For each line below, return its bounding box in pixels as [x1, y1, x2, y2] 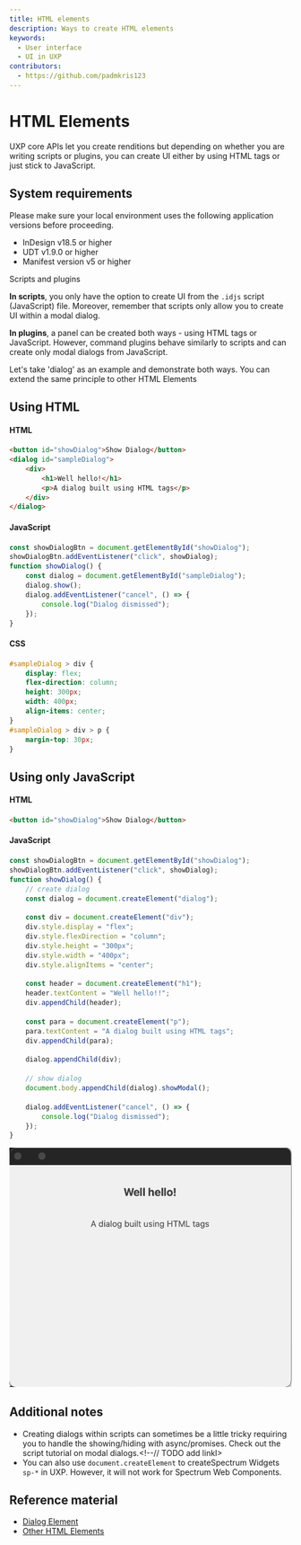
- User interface [17, 43, 82, 52]
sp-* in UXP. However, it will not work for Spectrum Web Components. [21, 1466, 282, 1478]
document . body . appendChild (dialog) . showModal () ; [25, 1084, 211, 1093]
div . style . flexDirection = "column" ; [25, 932, 167, 941]
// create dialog [25, 884, 90, 893]
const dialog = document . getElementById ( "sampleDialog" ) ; [25, 572, 246, 581]
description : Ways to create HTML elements [9, 23, 175, 33]
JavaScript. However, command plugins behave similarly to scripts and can [9, 337, 287, 348]
